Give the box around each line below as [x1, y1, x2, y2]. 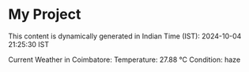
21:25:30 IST [8, 39, 50, 49]
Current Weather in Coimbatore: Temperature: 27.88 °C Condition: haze [8, 55, 241, 64]
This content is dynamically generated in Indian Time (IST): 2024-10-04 [8, 31, 242, 41]
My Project [8, 5, 81, 23]
